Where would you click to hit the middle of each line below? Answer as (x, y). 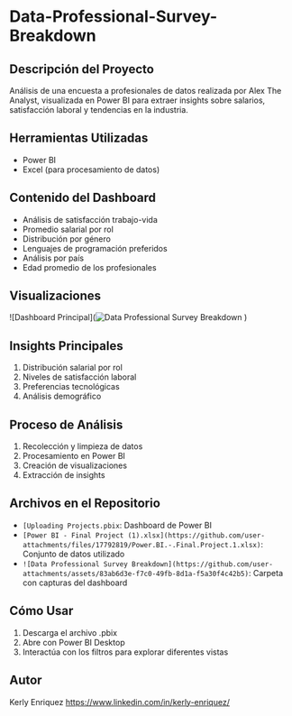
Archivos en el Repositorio (85, 504)
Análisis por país (53, 258)
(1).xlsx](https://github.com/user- (196, 535)
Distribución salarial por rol (73, 368)
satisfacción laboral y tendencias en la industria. (99, 110)
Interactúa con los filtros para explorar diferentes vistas (125, 652)
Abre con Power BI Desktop (73, 642)
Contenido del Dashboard (82, 198)
